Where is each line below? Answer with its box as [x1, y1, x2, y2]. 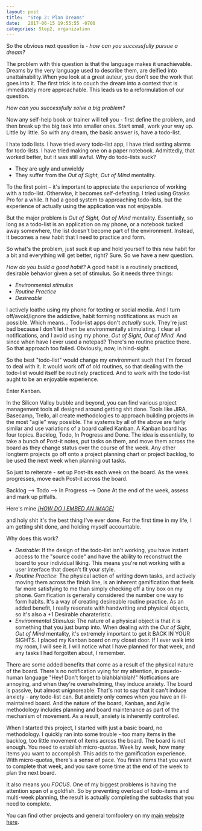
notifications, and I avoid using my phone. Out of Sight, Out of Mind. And [6, 332, 187, 339]
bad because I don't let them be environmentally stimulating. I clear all [6, 325, 181, 333]
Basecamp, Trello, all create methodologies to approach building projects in [6, 412, 194, 419]
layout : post [6, 8, 39, 15]
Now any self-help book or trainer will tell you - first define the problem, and [6, 116, 195, 123]
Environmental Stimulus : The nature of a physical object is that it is [14, 618, 181, 625]
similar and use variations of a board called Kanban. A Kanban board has [6, 425, 188, 432]
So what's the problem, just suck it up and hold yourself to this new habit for [6, 246, 196, 253]
